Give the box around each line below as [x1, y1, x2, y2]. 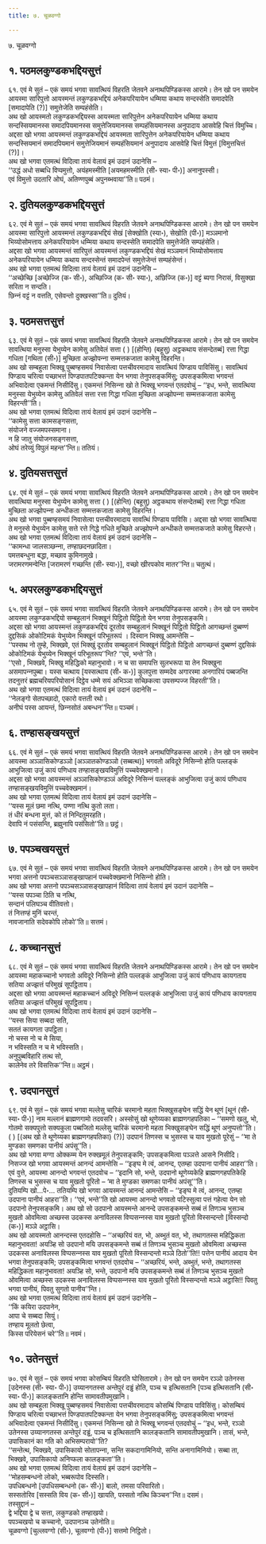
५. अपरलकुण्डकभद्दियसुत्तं [8, 583, 102, 597]
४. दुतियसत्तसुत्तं [8, 466, 67, 480]
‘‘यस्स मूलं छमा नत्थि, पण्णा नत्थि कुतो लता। [8, 801, 119, 810]
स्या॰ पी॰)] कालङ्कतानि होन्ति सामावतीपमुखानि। [8, 1391, 130, 1401]
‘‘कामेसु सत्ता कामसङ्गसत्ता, [8, 416, 79, 426]
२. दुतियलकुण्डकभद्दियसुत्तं [8, 198, 105, 212]
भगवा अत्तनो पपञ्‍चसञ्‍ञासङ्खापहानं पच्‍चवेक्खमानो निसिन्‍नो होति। [8, 872, 171, 882]
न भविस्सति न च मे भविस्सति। [8, 1043, 84, 1052]
